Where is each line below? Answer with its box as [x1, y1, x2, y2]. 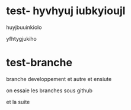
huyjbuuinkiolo [6, 24, 42, 31]
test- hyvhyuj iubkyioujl [6, 4, 126, 18]
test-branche [6, 56, 73, 69]
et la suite [6, 98, 30, 105]
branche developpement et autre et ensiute [6, 75, 112, 82]
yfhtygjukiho [6, 35, 37, 42]
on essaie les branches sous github [6, 87, 93, 94]
